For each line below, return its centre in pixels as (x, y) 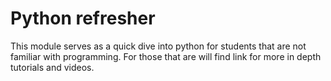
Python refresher (83, 18)
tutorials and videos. (52, 67)
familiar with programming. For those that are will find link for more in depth (166, 56)
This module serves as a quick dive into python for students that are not (158, 46)
